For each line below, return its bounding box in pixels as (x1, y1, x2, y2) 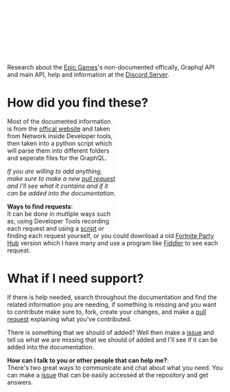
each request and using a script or (7, 224, 104, 232)
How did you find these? (7, 95, 149, 110)
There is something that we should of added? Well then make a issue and (7, 329, 214, 337)
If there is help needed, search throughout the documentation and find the (7, 293, 218, 301)
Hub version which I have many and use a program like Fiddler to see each (7, 239, 218, 248)
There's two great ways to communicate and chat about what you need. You (7, 364, 223, 372)
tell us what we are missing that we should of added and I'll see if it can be (7, 336, 218, 344)
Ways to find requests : (7, 202, 73, 211)
